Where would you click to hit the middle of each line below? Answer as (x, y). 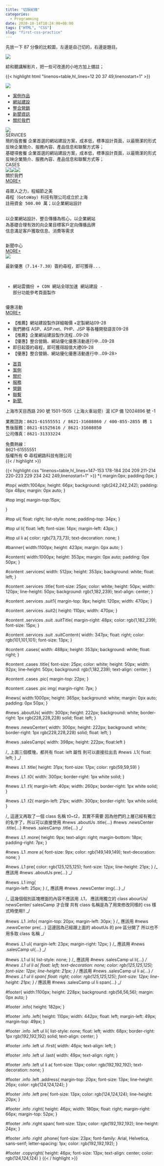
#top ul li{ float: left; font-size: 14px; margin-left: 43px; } (61, 528)
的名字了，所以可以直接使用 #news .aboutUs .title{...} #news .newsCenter (80, 822)
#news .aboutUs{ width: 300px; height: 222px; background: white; (72, 712)
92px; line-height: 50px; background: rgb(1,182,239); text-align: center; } (79, 669)
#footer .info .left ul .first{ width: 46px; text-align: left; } (61, 1046)
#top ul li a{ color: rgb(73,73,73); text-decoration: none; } (63, 538)
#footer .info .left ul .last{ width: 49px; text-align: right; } (62, 1055)
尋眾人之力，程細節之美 (29, 191)
